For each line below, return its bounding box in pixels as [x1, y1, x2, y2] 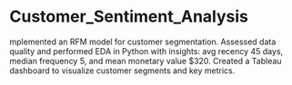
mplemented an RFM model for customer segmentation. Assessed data [9, 36, 277, 47]
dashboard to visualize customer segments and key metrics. [9, 65, 236, 76]
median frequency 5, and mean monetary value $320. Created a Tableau [9, 55, 282, 66]
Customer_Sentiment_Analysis [9, 6, 248, 27]
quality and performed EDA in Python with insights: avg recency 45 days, [9, 45, 284, 56]
